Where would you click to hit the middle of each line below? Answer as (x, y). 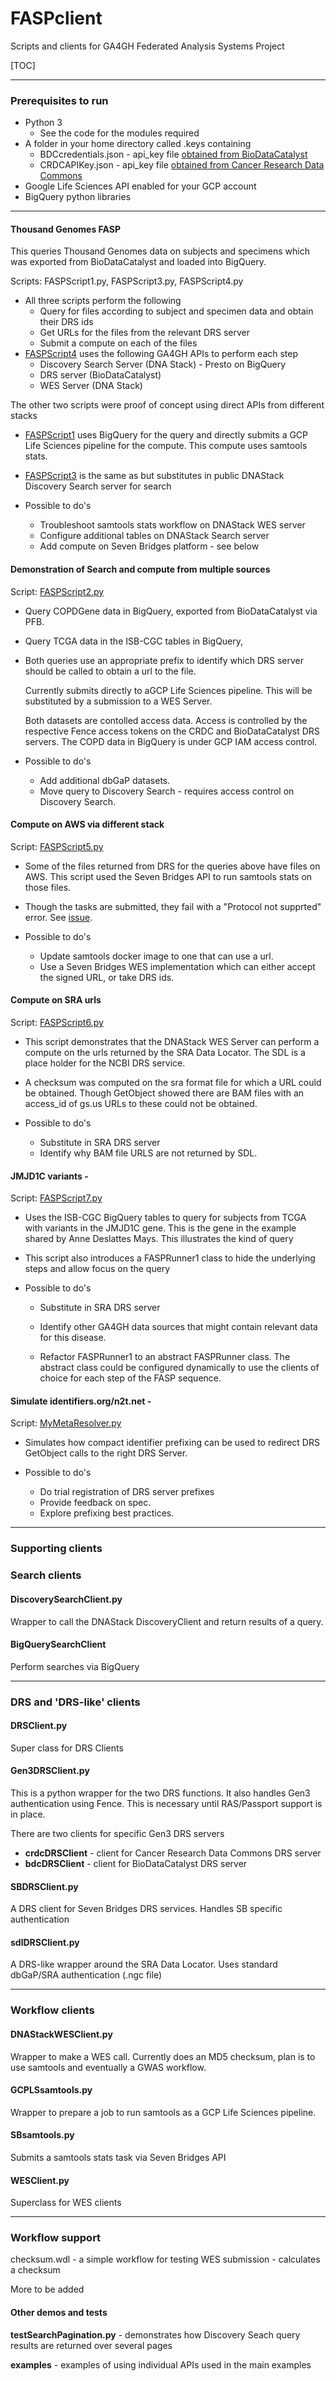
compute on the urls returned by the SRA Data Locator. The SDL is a (165, 1053)
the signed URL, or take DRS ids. (107, 977)
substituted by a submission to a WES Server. (118, 701)
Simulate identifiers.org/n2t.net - (81, 1401)
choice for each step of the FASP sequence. (130, 1378)
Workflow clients (52, 2010)
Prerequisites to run (59, 100)
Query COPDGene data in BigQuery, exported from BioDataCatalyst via (171, 611)
